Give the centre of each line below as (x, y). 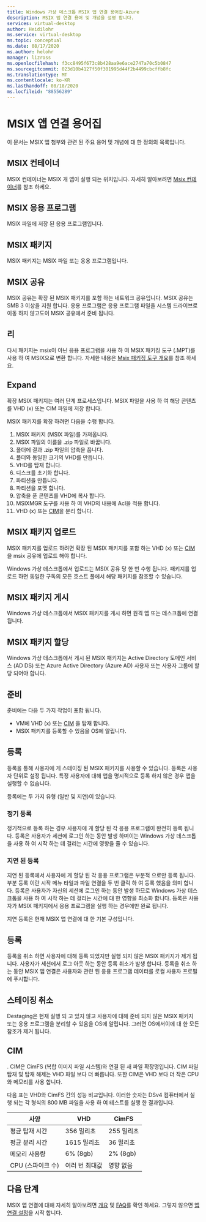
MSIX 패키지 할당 (38, 642)
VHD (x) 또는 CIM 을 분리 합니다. (54, 511)
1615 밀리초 (83, 1142)
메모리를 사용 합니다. (38, 1082)
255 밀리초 (124, 1131)
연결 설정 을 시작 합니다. (35, 1212)
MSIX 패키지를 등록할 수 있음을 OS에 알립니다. (71, 731)
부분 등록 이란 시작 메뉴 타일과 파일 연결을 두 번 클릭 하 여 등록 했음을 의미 (95, 883)
